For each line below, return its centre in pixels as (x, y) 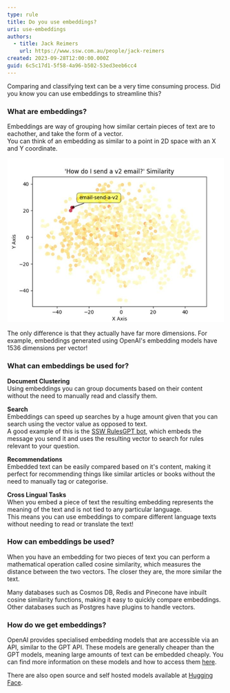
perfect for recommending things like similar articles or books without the (111, 474)
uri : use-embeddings (37, 29)
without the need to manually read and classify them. (83, 396)
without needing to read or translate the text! (71, 524)
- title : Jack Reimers (46, 44)
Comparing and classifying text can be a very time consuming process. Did (114, 86)
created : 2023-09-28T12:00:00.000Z (58, 59)
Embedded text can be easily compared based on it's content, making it (109, 466)
